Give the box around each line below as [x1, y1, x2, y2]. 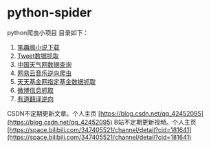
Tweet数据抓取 [16, 52, 60, 60]
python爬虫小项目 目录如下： [7, 28, 89, 36]
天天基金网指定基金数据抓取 [16, 77, 96, 85]
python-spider [7, 5, 92, 21]
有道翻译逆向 [16, 94, 54, 103]
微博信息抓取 [16, 86, 54, 94]
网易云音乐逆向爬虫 [16, 69, 72, 77]
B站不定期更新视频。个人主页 [113, 118, 197, 126]
